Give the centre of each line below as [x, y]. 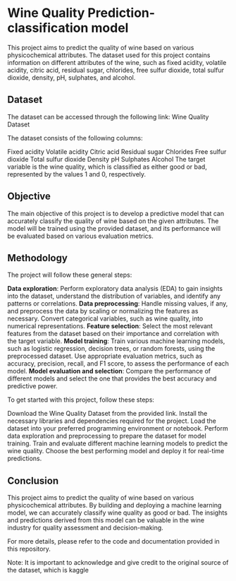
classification [48, 28]
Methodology [38, 258]
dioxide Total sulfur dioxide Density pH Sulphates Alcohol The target [106, 159]
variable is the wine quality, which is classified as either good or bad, [107, 167]
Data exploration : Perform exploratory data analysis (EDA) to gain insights [115, 289]
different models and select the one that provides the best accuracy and [112, 378]
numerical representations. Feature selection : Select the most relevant [110, 326]
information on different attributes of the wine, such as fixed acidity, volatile [117, 62]
